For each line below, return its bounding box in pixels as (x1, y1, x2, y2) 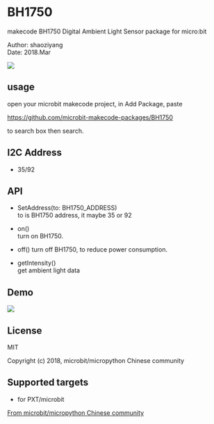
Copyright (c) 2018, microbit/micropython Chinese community (7, 357, 185, 365)
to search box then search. (7, 127, 84, 135)
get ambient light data (17, 266, 81, 275)
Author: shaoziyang (7, 40, 63, 49)
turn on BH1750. (17, 232, 64, 240)
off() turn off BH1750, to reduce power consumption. (17, 245, 168, 254)
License (7, 325, 42, 336)
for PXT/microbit (17, 395, 65, 403)
